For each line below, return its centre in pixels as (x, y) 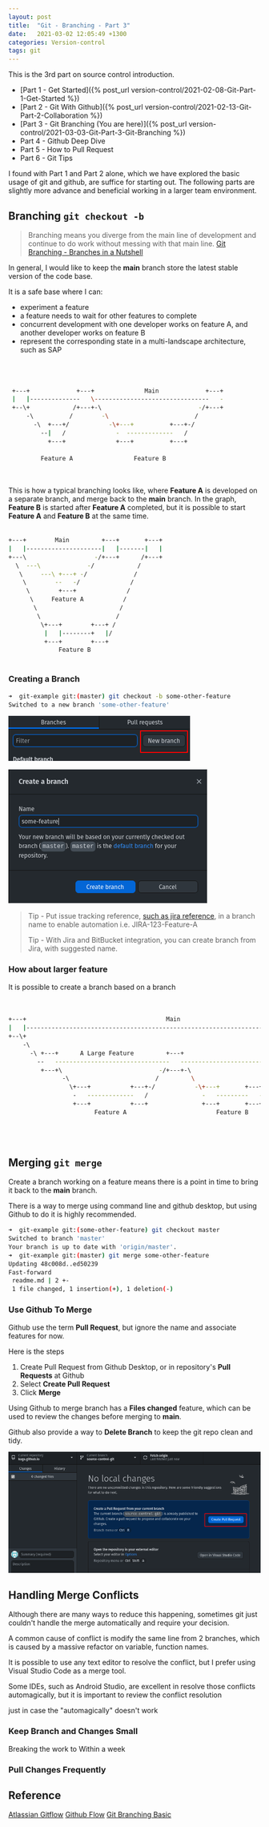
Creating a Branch (44, 679)
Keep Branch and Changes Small (73, 1732)
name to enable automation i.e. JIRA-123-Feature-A (112, 924)
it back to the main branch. (53, 1190)
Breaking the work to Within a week (67, 1749)
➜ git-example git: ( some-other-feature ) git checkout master (114, 1230)
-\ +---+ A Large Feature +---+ (106, 1053)
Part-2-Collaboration (54, 115)
